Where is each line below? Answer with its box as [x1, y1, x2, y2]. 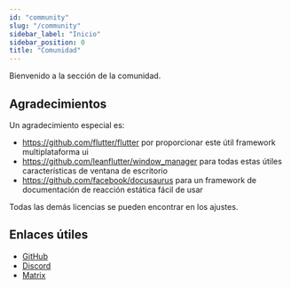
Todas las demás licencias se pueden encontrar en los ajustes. [9, 201, 239, 212]
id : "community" [9, 12, 69, 22]
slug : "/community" [9, 21, 82, 30]
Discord [21, 260, 51, 271]
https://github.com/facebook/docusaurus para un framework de [21, 174, 257, 185]
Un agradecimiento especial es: [9, 119, 125, 130]
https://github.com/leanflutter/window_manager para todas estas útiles [21, 156, 282, 166]
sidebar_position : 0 [9, 37, 86, 47]
